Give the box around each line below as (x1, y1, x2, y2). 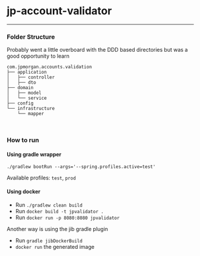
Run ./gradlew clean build (15, 201, 82, 208)
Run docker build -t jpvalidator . (15, 207, 104, 214)
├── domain (7, 85, 34, 91)
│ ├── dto (7, 80, 36, 86)
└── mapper (17, 111, 45, 117)
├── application (7, 69, 47, 75)
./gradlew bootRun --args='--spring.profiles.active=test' (7, 164, 156, 170)
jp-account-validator (7, 4, 112, 18)
